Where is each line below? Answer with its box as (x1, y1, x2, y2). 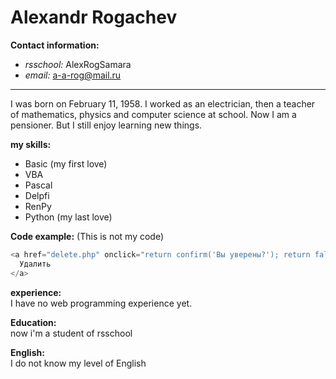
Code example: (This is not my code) (10, 230, 165, 242)
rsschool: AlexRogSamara (24, 58, 132, 70)
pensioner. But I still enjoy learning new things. (10, 119, 203, 131)
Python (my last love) (24, 211, 113, 223)
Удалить (19, 259, 52, 269)
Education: (10, 316, 57, 328)
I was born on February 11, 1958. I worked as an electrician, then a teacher (10, 97, 316, 110)
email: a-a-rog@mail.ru (24, 69, 122, 81)
